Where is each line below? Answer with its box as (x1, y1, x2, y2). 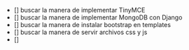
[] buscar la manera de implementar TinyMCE (13, 6, 146, 14)
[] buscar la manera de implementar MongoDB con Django (13, 13, 183, 22)
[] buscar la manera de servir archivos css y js (13, 28, 148, 36)
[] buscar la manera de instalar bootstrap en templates (13, 21, 171, 28)
